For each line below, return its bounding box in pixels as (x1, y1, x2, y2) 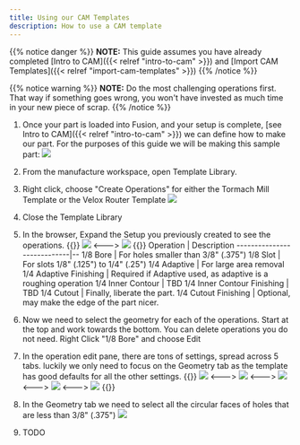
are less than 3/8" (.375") (21, 409, 116, 420)
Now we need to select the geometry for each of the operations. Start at (21, 314, 289, 325)
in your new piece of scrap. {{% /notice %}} (9, 101, 172, 112)
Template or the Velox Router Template (21, 194, 167, 205)
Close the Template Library (21, 212, 123, 222)
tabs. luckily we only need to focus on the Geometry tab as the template (21, 360, 288, 371)
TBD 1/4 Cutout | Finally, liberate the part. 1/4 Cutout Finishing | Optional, (21, 287, 291, 298)
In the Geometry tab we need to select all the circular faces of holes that (21, 398, 289, 409)
